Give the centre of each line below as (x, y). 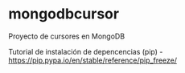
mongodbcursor (64, 14)
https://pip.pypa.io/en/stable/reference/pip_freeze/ (93, 60)
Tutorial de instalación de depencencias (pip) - (86, 51)
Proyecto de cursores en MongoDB (67, 36)
